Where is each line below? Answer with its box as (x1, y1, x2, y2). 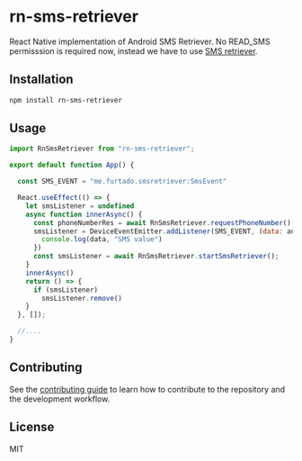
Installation (9, 72, 74, 87)
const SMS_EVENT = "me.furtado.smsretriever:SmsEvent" (17, 177, 227, 186)
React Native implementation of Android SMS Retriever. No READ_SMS (9, 36, 271, 47)
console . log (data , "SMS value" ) (41, 235, 164, 244)
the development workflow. (9, 393, 111, 404)
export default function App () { (9, 160, 135, 170)
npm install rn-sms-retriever (9, 95, 123, 104)
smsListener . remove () (41, 294, 123, 303)
